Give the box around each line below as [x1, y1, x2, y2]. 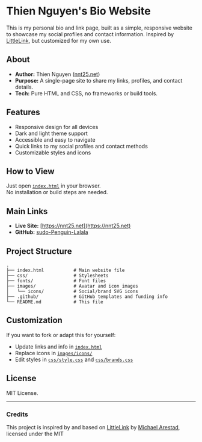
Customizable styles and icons [14, 149, 91, 156]
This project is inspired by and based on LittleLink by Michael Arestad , [6, 423, 180, 431]
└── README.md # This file [6, 299, 103, 305]
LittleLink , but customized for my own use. [6, 37, 111, 44]
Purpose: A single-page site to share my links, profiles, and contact [14, 77, 183, 84]
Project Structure [6, 246, 72, 256]
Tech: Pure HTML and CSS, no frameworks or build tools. [14, 89, 158, 97]
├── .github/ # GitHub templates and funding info [6, 294, 168, 300]
